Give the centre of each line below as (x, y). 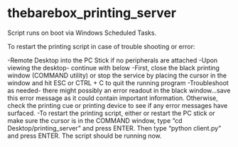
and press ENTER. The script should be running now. (85, 136)
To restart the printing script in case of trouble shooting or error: (101, 46)
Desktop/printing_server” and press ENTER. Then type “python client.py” (114, 128)
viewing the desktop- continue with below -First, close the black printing (114, 67)
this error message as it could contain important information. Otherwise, (113, 98)
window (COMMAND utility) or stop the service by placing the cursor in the (117, 75)
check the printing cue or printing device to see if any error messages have (118, 105)
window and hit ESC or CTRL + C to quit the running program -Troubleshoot (118, 82)
